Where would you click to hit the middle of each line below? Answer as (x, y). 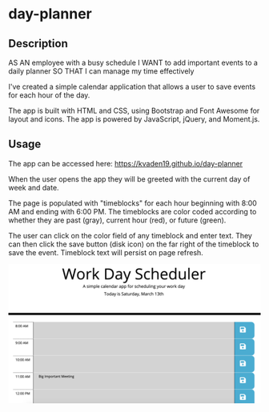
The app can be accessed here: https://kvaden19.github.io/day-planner (126, 163)
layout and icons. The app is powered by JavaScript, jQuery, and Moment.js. (134, 119)
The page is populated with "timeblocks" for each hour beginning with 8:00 (133, 203)
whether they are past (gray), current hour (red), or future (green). (117, 220)
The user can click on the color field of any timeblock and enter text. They (130, 235)
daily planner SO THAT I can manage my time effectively (101, 71)
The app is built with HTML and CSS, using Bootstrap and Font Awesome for (134, 110)
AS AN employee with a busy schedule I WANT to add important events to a (133, 62)
